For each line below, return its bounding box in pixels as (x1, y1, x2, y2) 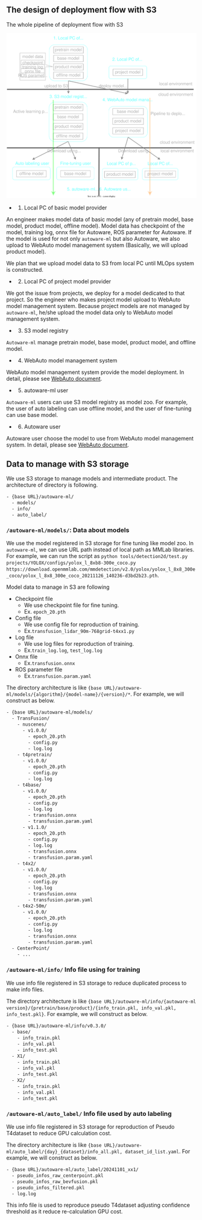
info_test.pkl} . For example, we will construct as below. (6, 1010, 148, 1017)
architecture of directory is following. (6, 481, 98, 489)
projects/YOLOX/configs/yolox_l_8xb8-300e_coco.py (6, 560, 136, 566)
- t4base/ (17, 782, 42, 789)
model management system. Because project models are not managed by (6, 303, 190, 310)
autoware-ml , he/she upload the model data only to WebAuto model (6, 309, 173, 316)
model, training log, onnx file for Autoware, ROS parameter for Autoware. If (6, 229, 192, 236)
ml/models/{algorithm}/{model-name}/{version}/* (6, 692, 131, 698)
